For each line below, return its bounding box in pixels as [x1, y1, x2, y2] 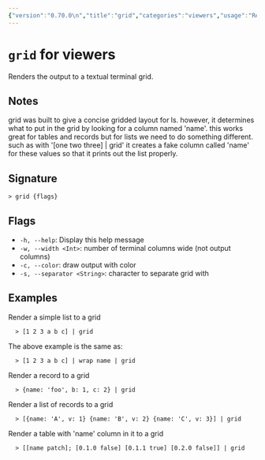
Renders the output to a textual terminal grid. [8, 72, 154, 81]
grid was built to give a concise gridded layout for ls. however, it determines [8, 115, 255, 125]
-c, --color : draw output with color [19, 260, 136, 269]
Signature [8, 171, 58, 185]
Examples [8, 291, 58, 305]
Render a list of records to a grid [8, 399, 114, 409]
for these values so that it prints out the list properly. [8, 149, 178, 159]
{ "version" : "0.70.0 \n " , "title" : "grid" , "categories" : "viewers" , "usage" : [8, 11, 248, 20]
